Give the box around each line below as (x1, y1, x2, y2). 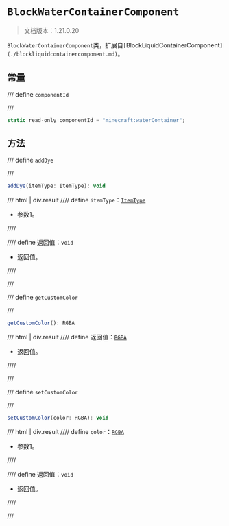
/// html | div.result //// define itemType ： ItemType (7, 196, 146, 204)
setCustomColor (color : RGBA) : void (7, 414, 109, 422)
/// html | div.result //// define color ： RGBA (7, 428, 125, 436)
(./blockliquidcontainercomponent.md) (7, 51, 118, 58)
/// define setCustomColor (7, 388, 78, 396)
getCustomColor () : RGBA (7, 320, 75, 327)
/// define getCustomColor (7, 294, 78, 302)
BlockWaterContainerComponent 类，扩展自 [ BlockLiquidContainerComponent (7, 40, 221, 49)
